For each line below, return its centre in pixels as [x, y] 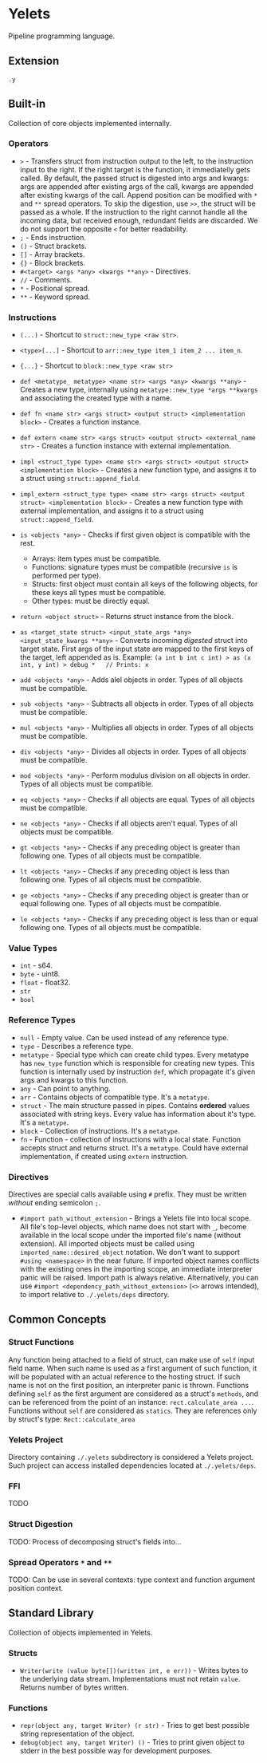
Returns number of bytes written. [74, 1687]
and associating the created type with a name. [96, 398]
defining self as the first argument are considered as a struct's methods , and [133, 1394]
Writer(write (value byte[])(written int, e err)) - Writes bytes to [134, 1670]
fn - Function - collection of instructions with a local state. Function [130, 1139]
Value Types [33, 949]
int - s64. [36, 965]
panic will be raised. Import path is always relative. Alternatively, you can [139, 1278]
